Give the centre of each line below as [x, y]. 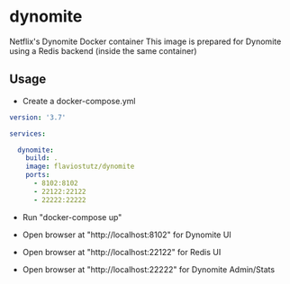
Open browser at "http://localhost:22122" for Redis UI [122, 252]
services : [28, 133]
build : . [42, 158]
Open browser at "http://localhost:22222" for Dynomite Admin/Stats [149, 269]
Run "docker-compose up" [72, 217]
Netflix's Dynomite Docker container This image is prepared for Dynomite [145, 41]
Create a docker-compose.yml [79, 101]
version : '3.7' [38, 117]
